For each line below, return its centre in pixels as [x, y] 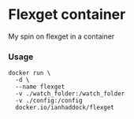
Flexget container [67, 15]
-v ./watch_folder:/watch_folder [70, 94]
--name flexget [40, 87]
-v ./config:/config [49, 101]
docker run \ [30, 73]
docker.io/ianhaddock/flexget [65, 108]
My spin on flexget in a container [61, 36]
